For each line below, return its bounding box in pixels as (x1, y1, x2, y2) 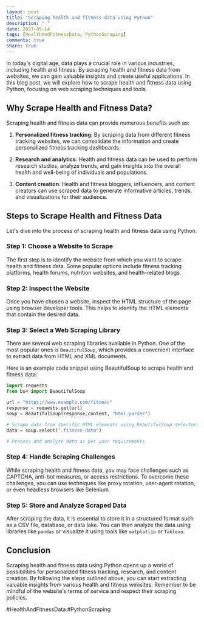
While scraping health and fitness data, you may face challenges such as (6, 466, 189, 474)
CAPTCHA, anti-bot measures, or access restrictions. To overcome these (6, 472, 189, 480)
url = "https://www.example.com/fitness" (6, 399, 113, 406)
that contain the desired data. (6, 311, 80, 318)
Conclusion (6, 545, 51, 556)
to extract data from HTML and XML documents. (6, 353, 127, 360)
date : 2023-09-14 (6, 26, 50, 32)
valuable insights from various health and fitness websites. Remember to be (6, 581, 196, 588)
